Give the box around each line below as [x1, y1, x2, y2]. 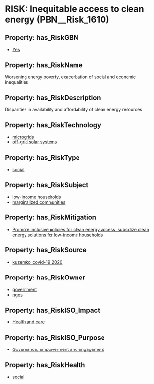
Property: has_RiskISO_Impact [5, 306, 101, 314]
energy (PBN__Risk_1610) [5, 14, 109, 25]
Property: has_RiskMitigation [5, 213, 97, 222]
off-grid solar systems [12, 139, 57, 145]
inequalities [5, 79, 28, 85]
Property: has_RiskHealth [5, 361, 85, 369]
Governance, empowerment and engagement [12, 347, 104, 352]
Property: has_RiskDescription [5, 94, 101, 102]
